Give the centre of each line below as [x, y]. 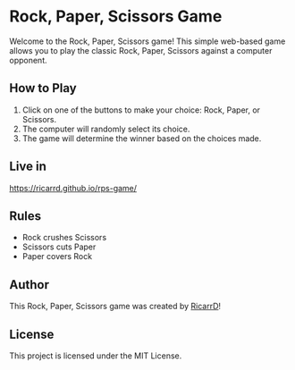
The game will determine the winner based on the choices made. [142, 138]
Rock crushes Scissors [64, 238]
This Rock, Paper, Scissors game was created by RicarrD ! [115, 307]
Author [29, 285]
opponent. [28, 60]
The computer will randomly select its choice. [106, 129]
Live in [28, 167]
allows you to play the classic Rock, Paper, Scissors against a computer [141, 50]
